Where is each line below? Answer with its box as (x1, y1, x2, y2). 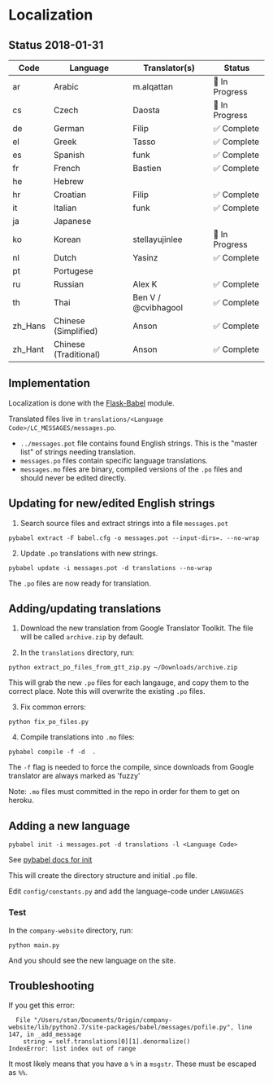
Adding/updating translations (8, 602, 162, 616)
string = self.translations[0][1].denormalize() (23, 1038, 191, 1046)
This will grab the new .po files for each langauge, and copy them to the (8, 678, 249, 687)
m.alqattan (132, 81, 173, 92)
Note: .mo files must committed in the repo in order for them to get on (8, 787, 240, 797)
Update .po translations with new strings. (19, 548, 158, 558)
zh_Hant (12, 344, 45, 355)
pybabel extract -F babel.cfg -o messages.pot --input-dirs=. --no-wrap (8, 533, 260, 542)
